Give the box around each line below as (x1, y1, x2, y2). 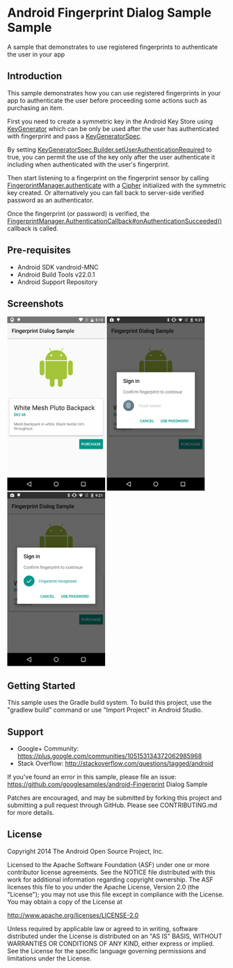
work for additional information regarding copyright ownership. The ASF (7, 875, 214, 884)
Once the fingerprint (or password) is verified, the (7, 209, 150, 217)
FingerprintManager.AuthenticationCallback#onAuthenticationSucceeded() (7, 217, 223, 225)
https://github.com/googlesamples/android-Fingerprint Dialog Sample (7, 780, 208, 788)
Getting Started (7, 680, 76, 692)
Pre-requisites (7, 244, 71, 256)
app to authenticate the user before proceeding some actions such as (7, 96, 207, 104)
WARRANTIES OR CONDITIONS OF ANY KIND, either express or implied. (7, 939, 214, 948)
